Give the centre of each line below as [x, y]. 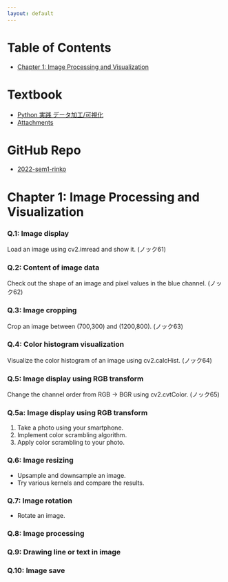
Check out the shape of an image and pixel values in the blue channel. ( [108, 283]
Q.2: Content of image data [53, 268]
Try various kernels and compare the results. [81, 483]
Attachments [35, 122]
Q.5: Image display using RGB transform [75, 379]
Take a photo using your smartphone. [70, 428]
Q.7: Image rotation [40, 501]
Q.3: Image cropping [42, 310]
